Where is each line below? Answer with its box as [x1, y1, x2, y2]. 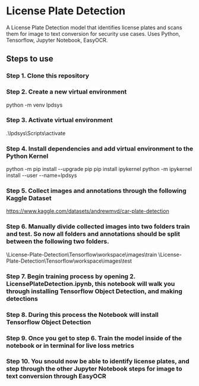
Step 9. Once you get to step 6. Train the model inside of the [6, 334, 182, 342]
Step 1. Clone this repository [6, 71, 89, 80]
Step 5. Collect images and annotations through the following [6, 186, 187, 195]
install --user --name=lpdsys [6, 172, 77, 179]
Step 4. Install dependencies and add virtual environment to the [6, 144, 194, 152]
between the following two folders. [6, 237, 109, 245]
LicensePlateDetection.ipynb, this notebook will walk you [6, 279, 175, 288]
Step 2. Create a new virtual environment [6, 88, 127, 96]
